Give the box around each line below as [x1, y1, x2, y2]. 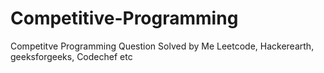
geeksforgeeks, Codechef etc [10, 50, 133, 62]
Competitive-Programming [10, 7, 239, 30]
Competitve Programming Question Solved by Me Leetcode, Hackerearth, [10, 40, 315, 52]
